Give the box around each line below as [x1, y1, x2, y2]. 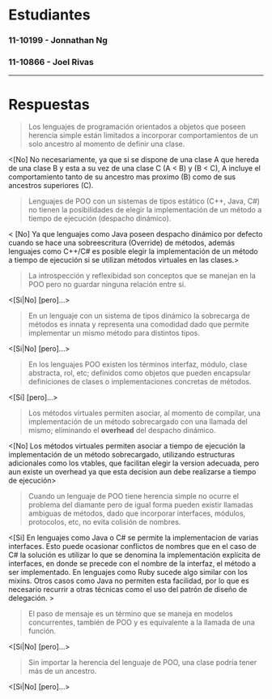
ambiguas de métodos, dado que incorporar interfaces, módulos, [28, 508, 246, 518]
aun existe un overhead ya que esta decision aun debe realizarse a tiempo [8, 467, 257, 477]
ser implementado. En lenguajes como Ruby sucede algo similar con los [8, 568, 249, 577]
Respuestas [8, 95, 91, 114]
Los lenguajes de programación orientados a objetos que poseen [28, 122, 246, 131]
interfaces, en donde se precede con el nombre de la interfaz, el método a [8, 559, 257, 568]
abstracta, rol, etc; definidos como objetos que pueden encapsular [28, 368, 251, 378]
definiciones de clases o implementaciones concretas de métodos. [28, 377, 252, 387]
